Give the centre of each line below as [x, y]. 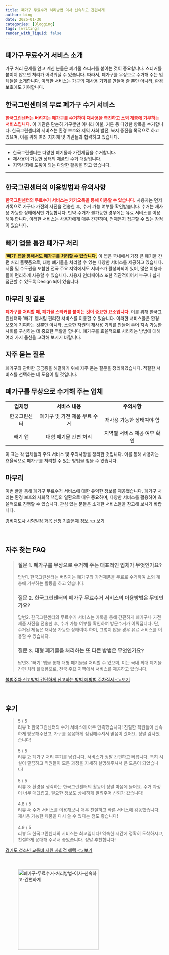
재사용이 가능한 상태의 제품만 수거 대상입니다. [57, 158]
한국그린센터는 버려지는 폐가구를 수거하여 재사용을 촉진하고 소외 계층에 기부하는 [82, 118]
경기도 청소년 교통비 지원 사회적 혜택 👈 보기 [49, 850]
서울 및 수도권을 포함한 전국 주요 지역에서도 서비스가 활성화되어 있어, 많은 [77, 269]
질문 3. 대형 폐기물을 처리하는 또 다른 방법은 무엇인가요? [81, 651]
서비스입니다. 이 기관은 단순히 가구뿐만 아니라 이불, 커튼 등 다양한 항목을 [76, 124]
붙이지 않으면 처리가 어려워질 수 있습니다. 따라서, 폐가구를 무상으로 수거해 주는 [82, 74]
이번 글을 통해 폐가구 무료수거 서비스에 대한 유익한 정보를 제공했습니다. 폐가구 [81, 491]
